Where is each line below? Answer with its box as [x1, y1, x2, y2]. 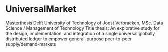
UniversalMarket [5, 3, 77, 15]
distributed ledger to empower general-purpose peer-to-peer [5, 36, 132, 42]
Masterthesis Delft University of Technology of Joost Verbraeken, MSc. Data [5, 20, 163, 26]
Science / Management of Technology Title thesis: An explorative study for [5, 25, 160, 31]
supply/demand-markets [5, 41, 56, 47]
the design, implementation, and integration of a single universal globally [5, 30, 155, 36]
